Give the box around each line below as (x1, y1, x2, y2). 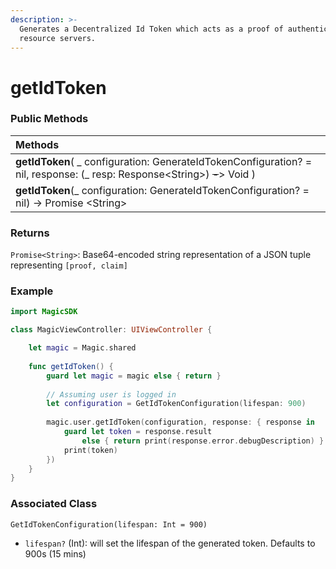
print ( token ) (63, 445, 118, 455)
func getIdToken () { (28, 361, 114, 371)
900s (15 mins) (24, 547, 87, 560)
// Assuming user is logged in (46, 389, 177, 400)
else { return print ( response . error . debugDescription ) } (81, 436, 325, 446)
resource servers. (19, 33, 97, 43)
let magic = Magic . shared (28, 343, 137, 353)
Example (10, 284, 54, 298)
